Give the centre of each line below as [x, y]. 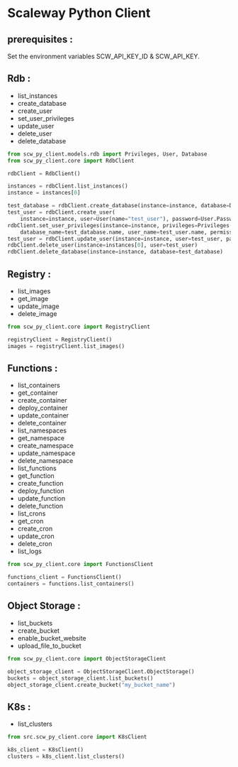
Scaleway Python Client [79, 13]
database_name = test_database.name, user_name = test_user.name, [114, 232]
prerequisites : [40, 39]
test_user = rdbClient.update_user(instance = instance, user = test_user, [115, 239]
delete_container [42, 423]
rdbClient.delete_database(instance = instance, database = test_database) [115, 252]
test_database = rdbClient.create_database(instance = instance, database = [119, 206]
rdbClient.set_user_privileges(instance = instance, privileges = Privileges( [120, 225]
